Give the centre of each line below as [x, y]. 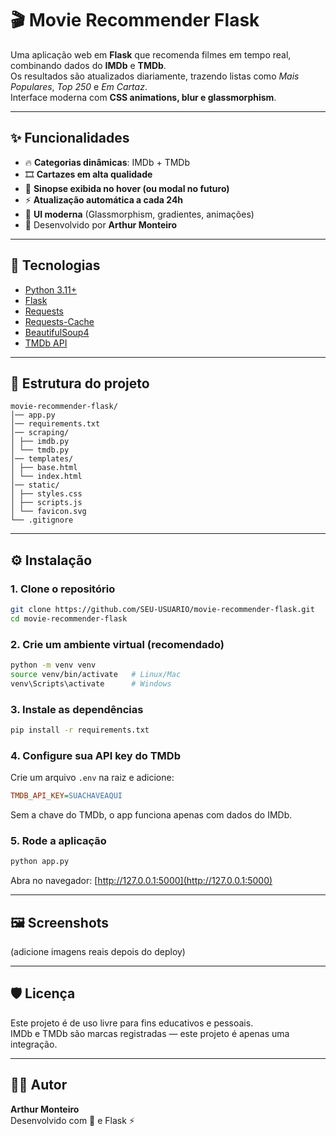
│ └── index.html [46, 477]
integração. [34, 1044]
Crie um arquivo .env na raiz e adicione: [92, 778]
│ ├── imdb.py [40, 442]
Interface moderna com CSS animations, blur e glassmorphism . [143, 97]
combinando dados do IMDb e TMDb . [88, 65]
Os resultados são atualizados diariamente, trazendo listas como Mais [155, 76]
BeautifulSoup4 [57, 332]
